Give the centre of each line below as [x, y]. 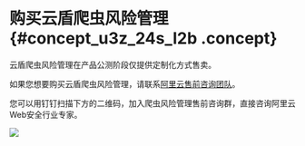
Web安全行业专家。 [46, 114]
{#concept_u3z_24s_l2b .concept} [143, 39]
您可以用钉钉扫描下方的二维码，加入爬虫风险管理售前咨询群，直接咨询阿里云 [152, 103]
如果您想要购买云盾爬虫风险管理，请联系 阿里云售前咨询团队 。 [125, 83]
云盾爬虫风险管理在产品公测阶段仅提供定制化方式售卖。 [113, 64]
